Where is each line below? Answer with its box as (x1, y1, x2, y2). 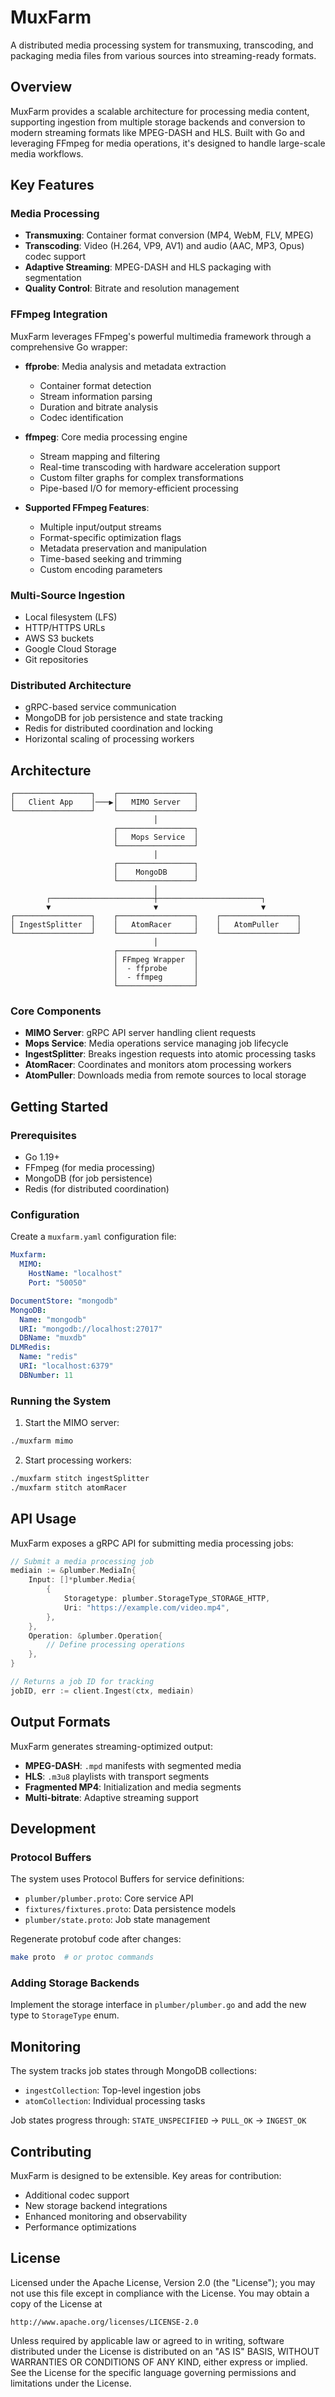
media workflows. (10, 147, 84, 160)
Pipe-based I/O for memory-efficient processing (39, 482, 239, 494)
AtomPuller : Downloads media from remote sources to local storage (24, 1069, 307, 1081)
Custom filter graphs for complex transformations (39, 471, 245, 483)
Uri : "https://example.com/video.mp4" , (63, 1602, 230, 1613)
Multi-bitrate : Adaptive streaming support (24, 1791, 199, 1803)
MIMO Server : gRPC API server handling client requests (24, 1027, 257, 1039)
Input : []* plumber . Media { (28, 1575, 137, 1585)
